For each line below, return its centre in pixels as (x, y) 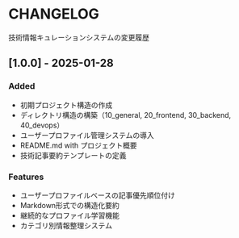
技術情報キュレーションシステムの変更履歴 (79, 37)
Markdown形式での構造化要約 (69, 205)
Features (26, 177)
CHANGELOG (54, 14)
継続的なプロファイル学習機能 (69, 215)
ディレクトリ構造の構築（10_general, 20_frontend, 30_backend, (126, 115)
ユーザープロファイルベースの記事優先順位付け (97, 195)
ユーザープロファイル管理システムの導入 (87, 135)
